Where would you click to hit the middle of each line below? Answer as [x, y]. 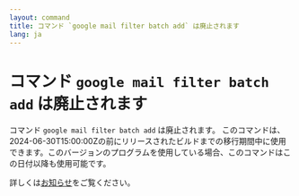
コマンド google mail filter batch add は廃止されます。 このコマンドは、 [147, 130]
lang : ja [26, 34]
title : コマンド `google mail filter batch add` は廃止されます [125, 26]
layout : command [40, 17]
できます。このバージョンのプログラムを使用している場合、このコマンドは [146, 152]
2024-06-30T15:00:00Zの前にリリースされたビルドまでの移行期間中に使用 [148, 141]
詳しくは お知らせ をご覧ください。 [72, 183]
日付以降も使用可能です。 [64, 164]
